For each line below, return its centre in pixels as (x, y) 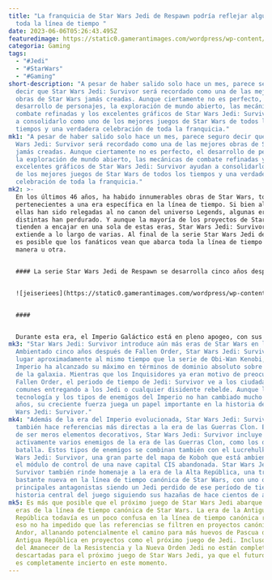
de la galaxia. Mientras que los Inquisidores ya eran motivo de (128, 374)
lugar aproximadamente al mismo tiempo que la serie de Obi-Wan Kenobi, (141, 359)
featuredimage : (34, 39)
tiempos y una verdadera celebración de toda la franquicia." (123, 129)
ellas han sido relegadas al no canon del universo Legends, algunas (135, 212)
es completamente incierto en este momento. (92, 563)
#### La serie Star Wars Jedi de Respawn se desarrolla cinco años (132, 271)
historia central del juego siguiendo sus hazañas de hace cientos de (137, 495)
